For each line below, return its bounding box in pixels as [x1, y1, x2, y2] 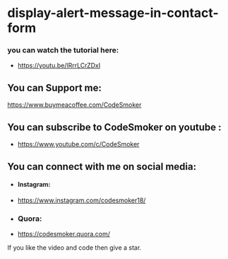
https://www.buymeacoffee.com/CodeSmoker [7, 100, 142, 109]
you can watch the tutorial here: [7, 45, 119, 55]
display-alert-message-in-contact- [7, 5, 219, 21]
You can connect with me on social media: [7, 161, 196, 173]
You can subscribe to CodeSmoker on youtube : [7, 121, 222, 133]
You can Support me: [7, 81, 102, 93]
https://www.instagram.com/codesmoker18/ [17, 196, 146, 205]
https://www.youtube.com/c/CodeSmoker [17, 140, 140, 149]
